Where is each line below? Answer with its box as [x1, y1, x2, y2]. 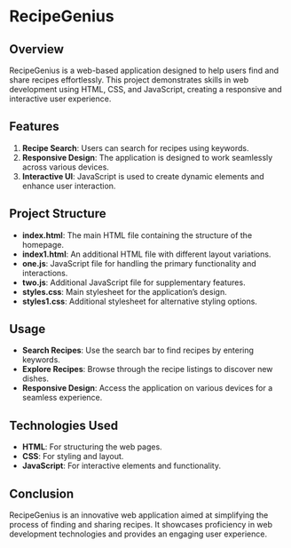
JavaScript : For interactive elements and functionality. [21, 460, 222, 472]
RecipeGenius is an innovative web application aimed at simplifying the [9, 510, 269, 520]
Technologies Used [9, 417, 118, 433]
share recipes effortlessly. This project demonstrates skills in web [9, 75, 249, 85]
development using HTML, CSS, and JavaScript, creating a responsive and [9, 84, 282, 94]
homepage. [21, 239, 65, 250]
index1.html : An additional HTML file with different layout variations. [21, 249, 271, 259]
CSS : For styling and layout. [21, 451, 124, 462]
